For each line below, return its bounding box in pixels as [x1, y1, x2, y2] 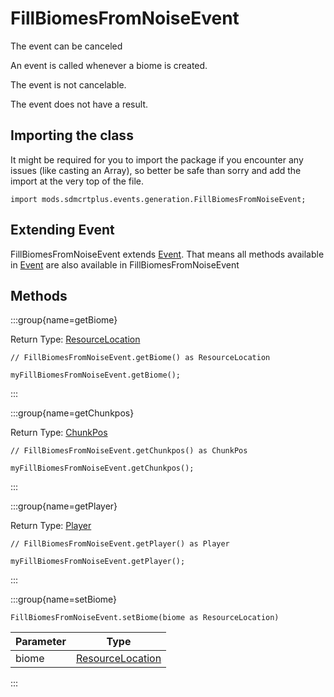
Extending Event [10, 222, 115, 239]
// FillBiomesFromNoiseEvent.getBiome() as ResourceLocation [10, 353, 271, 363]
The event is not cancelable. [10, 78, 127, 91]
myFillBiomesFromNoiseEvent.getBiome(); [10, 370, 182, 381]
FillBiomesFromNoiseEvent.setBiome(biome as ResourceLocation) [10, 613, 280, 623]
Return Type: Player [10, 520, 92, 532]
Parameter [15, 635, 67, 649]
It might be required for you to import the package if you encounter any [10, 153, 304, 166]
